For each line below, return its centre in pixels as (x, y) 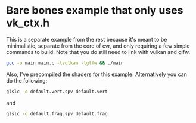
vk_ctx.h (28, 23)
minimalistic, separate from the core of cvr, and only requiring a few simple (98, 46)
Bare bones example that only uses (95, 10)
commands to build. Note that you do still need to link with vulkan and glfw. (98, 52)
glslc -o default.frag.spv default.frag (57, 113)
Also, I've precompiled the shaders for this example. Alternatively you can (97, 74)
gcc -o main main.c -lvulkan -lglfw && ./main (65, 63)
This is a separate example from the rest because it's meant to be (87, 39)
